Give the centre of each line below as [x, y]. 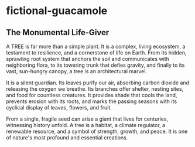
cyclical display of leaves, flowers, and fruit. [59, 107]
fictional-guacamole [57, 11]
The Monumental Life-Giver [58, 33]
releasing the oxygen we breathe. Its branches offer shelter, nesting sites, [95, 89]
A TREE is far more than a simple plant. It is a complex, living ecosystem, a [96, 46]
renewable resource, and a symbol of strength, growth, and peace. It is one [97, 131]
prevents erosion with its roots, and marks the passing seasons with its [92, 101]
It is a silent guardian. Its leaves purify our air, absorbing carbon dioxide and [97, 83]
